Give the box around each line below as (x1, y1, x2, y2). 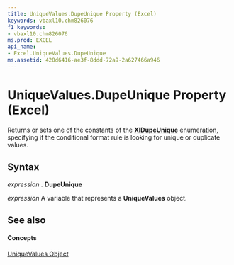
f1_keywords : (7, 23, 46, 30)
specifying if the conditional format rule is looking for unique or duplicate (7, 132, 221, 142)
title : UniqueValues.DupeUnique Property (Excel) (7, 10, 157, 18)
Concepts (7, 234, 37, 242)
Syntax (7, 161, 40, 174)
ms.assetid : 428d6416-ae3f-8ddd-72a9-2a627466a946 (7, 57, 160, 64)
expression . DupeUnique (7, 180, 83, 188)
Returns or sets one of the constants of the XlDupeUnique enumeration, (7, 125, 218, 134)
